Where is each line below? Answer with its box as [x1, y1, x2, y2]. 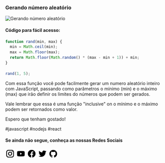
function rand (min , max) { [5, 39, 62, 44]
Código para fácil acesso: [5, 27, 60, 33]
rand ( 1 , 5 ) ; [5, 71, 30, 76]
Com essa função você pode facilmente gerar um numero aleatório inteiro [5, 80, 160, 86]
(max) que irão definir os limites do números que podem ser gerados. [5, 91, 151, 97]
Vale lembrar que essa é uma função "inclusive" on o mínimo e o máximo [5, 101, 158, 107]
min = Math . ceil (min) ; [10, 45, 58, 50]
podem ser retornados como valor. [5, 106, 78, 112]
